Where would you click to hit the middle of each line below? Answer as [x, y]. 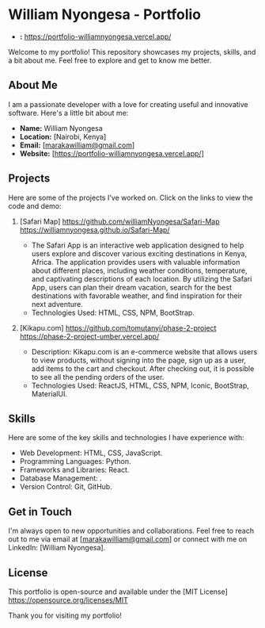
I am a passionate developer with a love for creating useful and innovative [129, 104]
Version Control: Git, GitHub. [66, 487]
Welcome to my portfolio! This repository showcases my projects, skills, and [132, 52]
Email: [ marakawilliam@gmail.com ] [77, 145]
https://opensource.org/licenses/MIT [68, 600]
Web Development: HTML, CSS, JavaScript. [91, 453]
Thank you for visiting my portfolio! [65, 615]
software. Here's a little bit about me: [68, 113]
